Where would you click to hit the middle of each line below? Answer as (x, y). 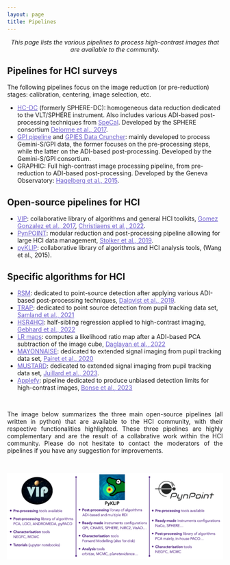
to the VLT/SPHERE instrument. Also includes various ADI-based (107, 115)
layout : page (26, 14)
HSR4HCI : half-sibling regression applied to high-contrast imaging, (111, 322)
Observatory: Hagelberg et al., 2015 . (68, 181)
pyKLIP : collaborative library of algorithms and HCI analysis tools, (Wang (119, 248)
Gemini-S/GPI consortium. (54, 159)
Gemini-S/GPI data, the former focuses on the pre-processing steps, (114, 145)
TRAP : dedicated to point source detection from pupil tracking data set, (117, 307)
